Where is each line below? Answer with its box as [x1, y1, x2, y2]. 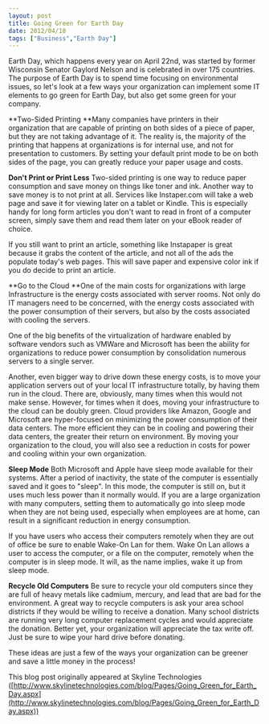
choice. [8, 224, 34, 234]
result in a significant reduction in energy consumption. [8, 516, 191, 525]
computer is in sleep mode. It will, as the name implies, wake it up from [8, 557, 243, 567]
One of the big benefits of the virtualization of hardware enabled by [8, 331, 231, 340]
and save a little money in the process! [8, 656, 136, 666]
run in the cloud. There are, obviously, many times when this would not [8, 389, 243, 399]
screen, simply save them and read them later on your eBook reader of [8, 216, 243, 225]
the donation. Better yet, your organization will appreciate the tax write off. [8, 624, 255, 634]
